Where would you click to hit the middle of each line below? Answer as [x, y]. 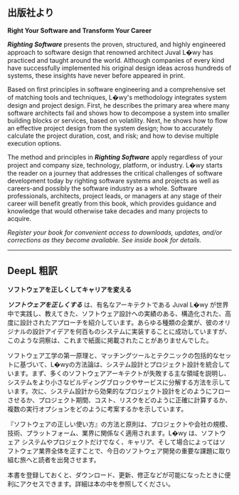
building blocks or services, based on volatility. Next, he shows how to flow [118, 121]
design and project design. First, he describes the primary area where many [118, 105]
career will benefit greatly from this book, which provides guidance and [112, 203]
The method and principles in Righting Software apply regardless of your [115, 157]
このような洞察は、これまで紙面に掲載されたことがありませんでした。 [110, 340]
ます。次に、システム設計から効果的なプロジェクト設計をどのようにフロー [122, 391]
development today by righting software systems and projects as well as [113, 180]
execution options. [34, 143]
